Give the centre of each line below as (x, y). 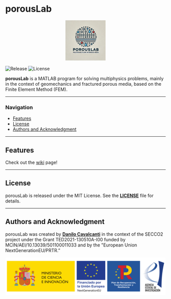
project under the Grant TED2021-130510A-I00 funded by (65, 239)
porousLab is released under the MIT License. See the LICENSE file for (79, 195)
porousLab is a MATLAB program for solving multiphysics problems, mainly (84, 78)
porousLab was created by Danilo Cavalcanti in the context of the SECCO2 (84, 234)
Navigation (19, 107)
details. (13, 201)
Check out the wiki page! (31, 163)
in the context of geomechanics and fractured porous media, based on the (83, 84)
